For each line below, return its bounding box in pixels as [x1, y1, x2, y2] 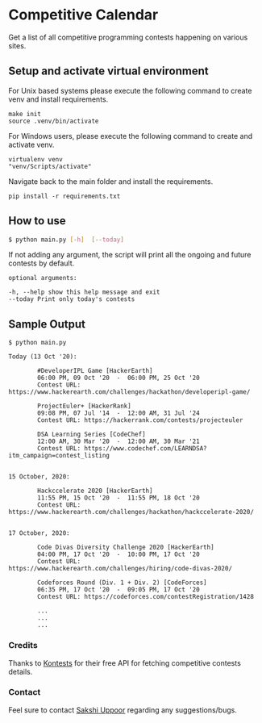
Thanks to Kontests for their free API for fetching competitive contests [8, 658, 242, 667]
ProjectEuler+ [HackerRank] [37, 402, 131, 411]
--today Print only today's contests [8, 295, 135, 303]
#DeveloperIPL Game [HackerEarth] [37, 367, 153, 375]
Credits [8, 640, 38, 651]
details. [8, 667, 33, 676]
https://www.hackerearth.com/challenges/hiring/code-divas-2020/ [8, 565, 232, 573]
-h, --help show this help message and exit [8, 288, 160, 296]
